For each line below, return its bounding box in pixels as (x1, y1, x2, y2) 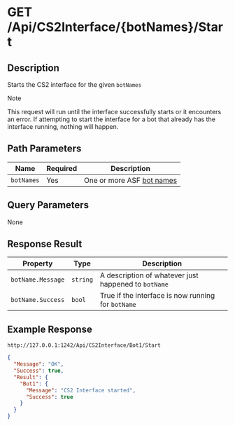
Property (22, 259, 53, 268)
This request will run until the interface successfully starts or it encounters (7, 108, 222, 116)
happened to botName (99, 280, 169, 289)
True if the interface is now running (99, 291, 215, 301)
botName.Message (10, 276, 65, 284)
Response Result (7, 238, 83, 250)
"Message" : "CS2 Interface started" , (25, 387, 136, 394)
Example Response (7, 323, 92, 335)
